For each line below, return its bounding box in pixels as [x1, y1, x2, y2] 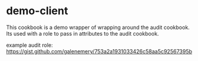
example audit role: [6, 41, 54, 49]
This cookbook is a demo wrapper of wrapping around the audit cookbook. [6, 24, 190, 31]
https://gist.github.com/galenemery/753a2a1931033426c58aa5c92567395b [6, 47, 193, 54]
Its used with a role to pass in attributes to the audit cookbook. [6, 30, 159, 37]
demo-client [6, 4, 68, 18]
